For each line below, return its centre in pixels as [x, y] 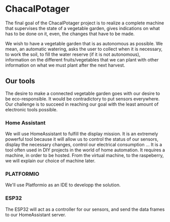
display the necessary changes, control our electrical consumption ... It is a [84, 145]
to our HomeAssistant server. [36, 214]
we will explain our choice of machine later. [50, 161]
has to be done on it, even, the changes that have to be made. [70, 34]
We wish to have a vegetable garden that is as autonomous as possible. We [84, 43]
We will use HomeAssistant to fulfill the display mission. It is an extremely [82, 134]
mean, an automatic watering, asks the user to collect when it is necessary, [84, 49]
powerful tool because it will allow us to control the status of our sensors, [82, 139]
